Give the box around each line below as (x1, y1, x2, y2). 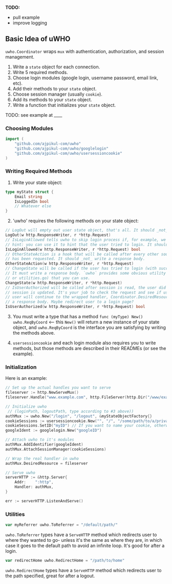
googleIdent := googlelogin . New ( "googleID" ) (5, 428, 102, 433)
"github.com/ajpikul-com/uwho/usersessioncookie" (14, 151, 123, 156)
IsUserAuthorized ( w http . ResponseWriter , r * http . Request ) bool (5, 304, 145, 309)
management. (5, 53, 35, 60)
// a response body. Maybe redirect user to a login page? (5, 299, 134, 305)
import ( (5, 136, 24, 142)
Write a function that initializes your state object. (12, 102, 116, 108)
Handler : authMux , (14, 484, 54, 490)
